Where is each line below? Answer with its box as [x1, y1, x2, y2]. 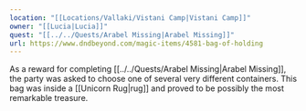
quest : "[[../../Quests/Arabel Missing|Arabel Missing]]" [9, 30, 235, 39]
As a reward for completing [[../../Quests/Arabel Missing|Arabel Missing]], [9, 64, 287, 75]
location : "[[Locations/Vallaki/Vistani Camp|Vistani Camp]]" [9, 13, 251, 23]
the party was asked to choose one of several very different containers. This [9, 74, 298, 85]
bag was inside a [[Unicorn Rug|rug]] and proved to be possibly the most [9, 83, 285, 94]
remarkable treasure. [9, 93, 89, 104]
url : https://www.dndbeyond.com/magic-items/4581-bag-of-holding [9, 38, 263, 48]
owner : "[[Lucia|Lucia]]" [9, 22, 108, 31]
